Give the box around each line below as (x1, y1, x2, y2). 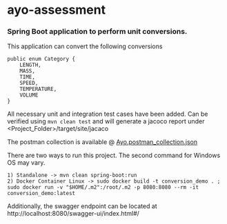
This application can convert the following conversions (7, 42, 163, 50)
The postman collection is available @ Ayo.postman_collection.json (7, 138, 198, 146)
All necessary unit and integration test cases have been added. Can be (7, 110, 208, 119)
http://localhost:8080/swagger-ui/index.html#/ (7, 210, 140, 218)
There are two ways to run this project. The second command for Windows (7, 151, 221, 160)
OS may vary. (7, 159, 46, 167)
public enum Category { (7, 56, 76, 63)
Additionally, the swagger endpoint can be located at (7, 202, 157, 210)
